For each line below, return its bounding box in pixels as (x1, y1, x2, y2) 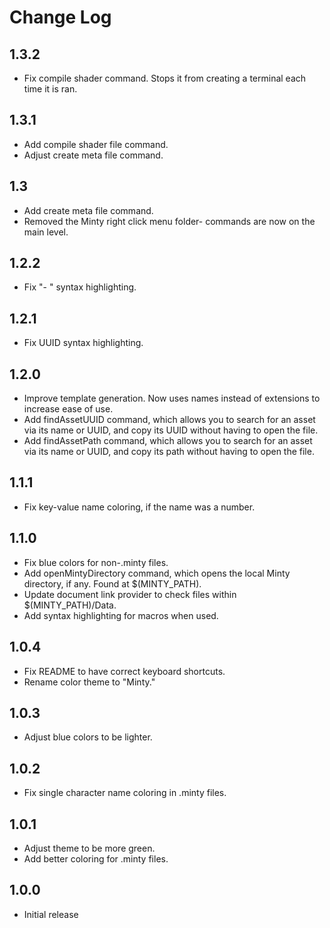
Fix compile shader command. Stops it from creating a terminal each (23, 72, 307, 84)
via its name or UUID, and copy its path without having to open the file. (23, 446, 315, 458)
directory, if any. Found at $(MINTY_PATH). (23, 577, 202, 590)
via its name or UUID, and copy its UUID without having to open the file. (23, 424, 319, 436)
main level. (23, 226, 69, 238)
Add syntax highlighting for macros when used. (23, 609, 219, 621)
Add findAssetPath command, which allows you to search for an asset (23, 435, 313, 447)
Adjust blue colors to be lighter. (23, 731, 153, 743)
